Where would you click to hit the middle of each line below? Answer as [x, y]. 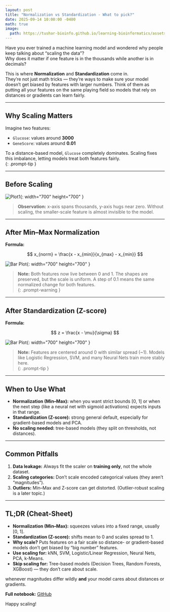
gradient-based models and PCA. [47, 423]
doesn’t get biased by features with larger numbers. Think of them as [77, 84]
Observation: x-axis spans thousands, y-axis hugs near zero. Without [90, 206]
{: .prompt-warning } [39, 290]
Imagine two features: [28, 128]
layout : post [19, 10]
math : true [17, 24]
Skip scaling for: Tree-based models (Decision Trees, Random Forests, [87, 563]
